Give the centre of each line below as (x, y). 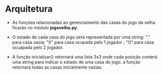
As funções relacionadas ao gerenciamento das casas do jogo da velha (84, 22)
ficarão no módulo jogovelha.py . (45, 27)
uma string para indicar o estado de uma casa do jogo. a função (76, 62)
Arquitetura (29, 9)
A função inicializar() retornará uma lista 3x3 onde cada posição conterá (85, 56)
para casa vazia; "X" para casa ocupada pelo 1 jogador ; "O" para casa (83, 42)
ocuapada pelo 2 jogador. (38, 47)
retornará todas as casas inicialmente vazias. (57, 67)
